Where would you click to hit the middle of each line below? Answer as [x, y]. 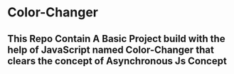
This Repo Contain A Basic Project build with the [116, 39]
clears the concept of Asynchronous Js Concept [117, 61]
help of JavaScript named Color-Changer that [111, 49]
